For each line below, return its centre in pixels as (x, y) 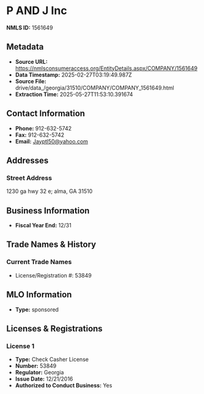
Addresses (27, 160)
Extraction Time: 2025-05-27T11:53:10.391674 (74, 94)
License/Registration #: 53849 (53, 275)
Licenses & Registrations (54, 328)
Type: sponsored (37, 309)
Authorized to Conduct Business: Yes (64, 385)
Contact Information (46, 114)
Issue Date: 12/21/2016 (44, 379)
